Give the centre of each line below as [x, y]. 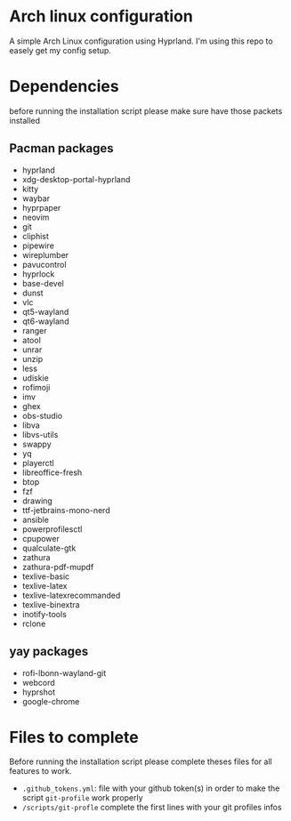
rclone [34, 624]
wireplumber [45, 254]
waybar [36, 198]
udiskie [35, 378]
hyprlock [38, 274]
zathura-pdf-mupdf [58, 567]
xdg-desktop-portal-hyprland [76, 179]
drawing [37, 501]
